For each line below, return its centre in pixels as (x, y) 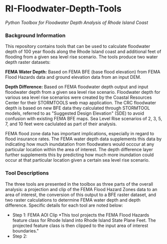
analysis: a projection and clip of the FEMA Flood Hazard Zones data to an (81, 189)
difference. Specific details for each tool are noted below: (64, 205)
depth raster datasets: (28, 62)
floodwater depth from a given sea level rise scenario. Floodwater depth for (83, 92)
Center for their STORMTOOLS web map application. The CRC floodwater (81, 103)
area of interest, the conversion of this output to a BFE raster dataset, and (81, 195)
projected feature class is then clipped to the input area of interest (80, 226)
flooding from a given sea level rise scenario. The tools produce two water (82, 57)
